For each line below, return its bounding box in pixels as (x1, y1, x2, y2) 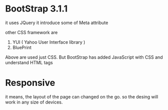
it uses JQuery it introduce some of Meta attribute (5, 20, 109, 26)
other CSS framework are (5, 29, 58, 35)
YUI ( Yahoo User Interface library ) (12, 39, 85, 45)
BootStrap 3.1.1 (5, 3, 68, 15)
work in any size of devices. (5, 99, 63, 105)
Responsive (5, 77, 55, 88)
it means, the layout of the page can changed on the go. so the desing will (5, 93, 158, 99)
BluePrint (12, 44, 32, 50)
